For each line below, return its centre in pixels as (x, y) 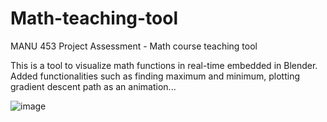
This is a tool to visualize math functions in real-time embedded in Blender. (164, 65)
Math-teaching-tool (94, 18)
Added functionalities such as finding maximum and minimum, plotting (155, 76)
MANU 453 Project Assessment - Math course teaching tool (134, 46)
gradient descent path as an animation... (93, 86)
